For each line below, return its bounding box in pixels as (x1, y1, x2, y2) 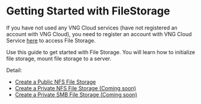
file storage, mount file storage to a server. (6, 55, 112, 62)
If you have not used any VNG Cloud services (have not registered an (6, 24, 178, 31)
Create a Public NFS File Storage (14, 78, 96, 85)
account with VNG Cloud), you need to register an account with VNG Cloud (6, 30, 192, 37)
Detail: (6, 66, 22, 73)
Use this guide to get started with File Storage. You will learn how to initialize (6, 48, 196, 55)
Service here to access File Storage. (6, 37, 96, 44)
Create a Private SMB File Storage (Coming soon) (14, 91, 137, 98)
